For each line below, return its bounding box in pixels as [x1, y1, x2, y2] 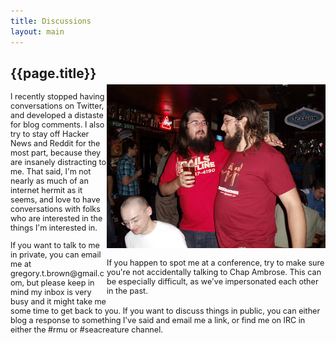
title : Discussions [10, 16, 92, 26]
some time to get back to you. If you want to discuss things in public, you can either [10, 305, 321, 316]
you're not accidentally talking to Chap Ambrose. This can [106, 266, 322, 277]
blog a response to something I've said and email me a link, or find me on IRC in [10, 315, 306, 325]
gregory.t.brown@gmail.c [10, 268, 105, 279]
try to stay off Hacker [10, 129, 90, 140]
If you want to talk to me [10, 240, 100, 250]
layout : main [10, 26, 65, 37]
